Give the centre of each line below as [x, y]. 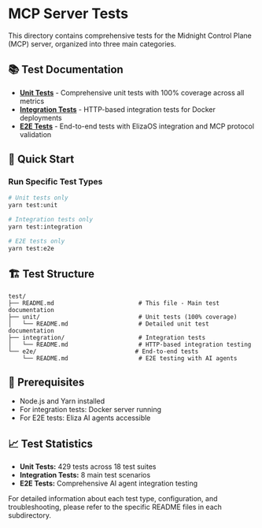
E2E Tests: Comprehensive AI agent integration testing [109, 483]
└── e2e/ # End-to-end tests [103, 351]
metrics [32, 101]
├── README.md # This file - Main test [114, 303]
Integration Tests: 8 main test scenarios [85, 475]
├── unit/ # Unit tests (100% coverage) [123, 317]
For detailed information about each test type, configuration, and [113, 499]
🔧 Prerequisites [46, 382]
